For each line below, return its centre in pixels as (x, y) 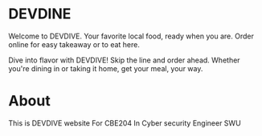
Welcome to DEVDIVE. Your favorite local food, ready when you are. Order (131, 36)
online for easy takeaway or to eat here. (74, 44)
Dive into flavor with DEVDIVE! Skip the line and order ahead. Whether (124, 60)
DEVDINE (40, 14)
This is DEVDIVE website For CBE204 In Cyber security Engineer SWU (125, 123)
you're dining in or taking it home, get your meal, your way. (106, 68)
